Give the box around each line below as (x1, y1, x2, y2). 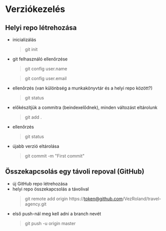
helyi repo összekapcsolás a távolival (12, 186, 89, 192)
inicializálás (12, 36, 36, 42)
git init (24, 46, 38, 52)
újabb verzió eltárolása (12, 143, 60, 149)
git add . (24, 114, 42, 120)
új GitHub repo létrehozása (12, 180, 68, 186)
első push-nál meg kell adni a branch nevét (12, 210, 101, 216)
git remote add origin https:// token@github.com (24, 195, 123, 201)
